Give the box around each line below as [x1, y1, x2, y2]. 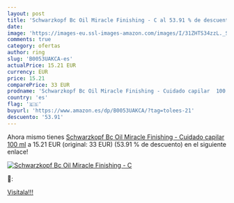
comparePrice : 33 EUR [7, 81, 70, 88]
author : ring [7, 49, 45, 56]
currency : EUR [7, 68, 49, 75]
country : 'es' [7, 95, 49, 101]
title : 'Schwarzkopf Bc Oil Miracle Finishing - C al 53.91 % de [7, 17, 201, 24]
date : [7, 23, 23, 30]
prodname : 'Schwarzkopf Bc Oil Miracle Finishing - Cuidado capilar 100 [7, 88, 226, 95]
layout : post [7, 10, 45, 17]
